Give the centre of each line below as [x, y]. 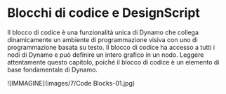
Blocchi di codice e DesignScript [104, 13]
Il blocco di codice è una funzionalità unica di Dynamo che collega [103, 32]
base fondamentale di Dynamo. [53, 69]
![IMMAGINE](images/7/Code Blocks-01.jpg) [71, 83]
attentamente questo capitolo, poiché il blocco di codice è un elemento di [113, 62]
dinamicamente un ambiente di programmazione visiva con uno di [102, 39]
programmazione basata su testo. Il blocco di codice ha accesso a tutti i [111, 47]
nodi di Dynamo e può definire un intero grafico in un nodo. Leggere [106, 55]
